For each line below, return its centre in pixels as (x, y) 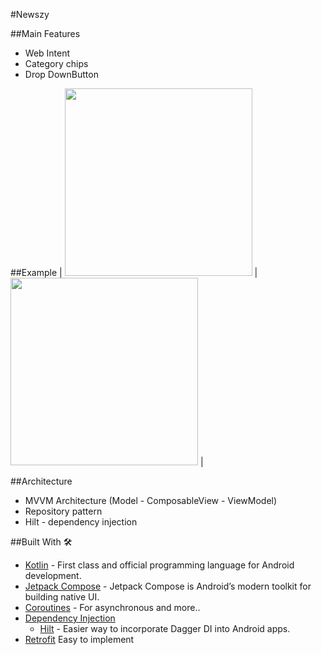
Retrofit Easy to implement (79, 639)
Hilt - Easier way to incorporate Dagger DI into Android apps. (165, 628)
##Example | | (134, 272)
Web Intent (47, 53)
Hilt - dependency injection (81, 522)
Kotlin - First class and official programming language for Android (159, 565)
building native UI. (62, 597)
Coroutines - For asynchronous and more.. (112, 607)
